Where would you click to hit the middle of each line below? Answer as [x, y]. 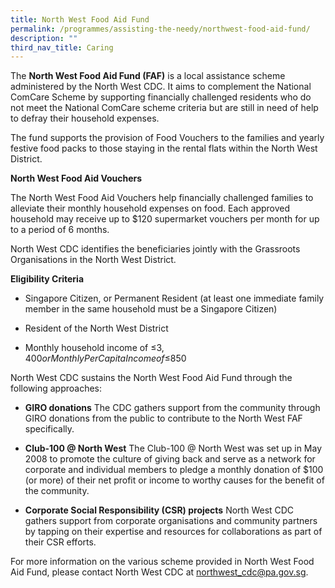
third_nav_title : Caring [62, 47]
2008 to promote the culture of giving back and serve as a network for [170, 459]
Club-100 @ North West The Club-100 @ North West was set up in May [173, 448]
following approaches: [56, 388]
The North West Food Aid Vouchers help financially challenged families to [162, 198]
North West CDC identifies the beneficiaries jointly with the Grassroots [155, 249]
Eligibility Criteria [47, 279]
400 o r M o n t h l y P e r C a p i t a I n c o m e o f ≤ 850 [105, 358]
